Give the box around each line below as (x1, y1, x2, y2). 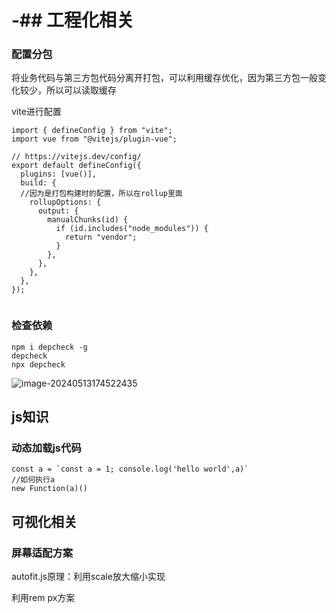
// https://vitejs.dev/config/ (11, 152, 142, 162)
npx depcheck (11, 359, 66, 370)
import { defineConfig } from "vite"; (11, 126, 173, 136)
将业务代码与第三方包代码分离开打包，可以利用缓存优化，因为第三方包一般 (11, 72, 318, 84)
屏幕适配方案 (11, 546, 74, 560)
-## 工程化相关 (11, 9, 135, 32)
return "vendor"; (64, 232, 138, 243)
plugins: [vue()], (20, 169, 98, 180)
